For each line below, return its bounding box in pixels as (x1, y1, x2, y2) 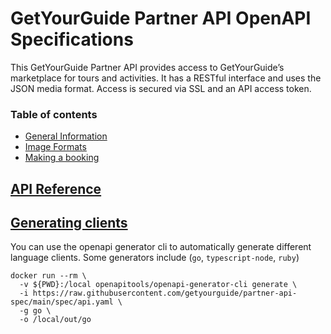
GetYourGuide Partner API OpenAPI (10, 7, 312, 30)
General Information (24, 130, 108, 142)
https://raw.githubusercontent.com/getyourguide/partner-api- (32, 288, 298, 299)
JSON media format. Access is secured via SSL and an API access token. (10, 82, 312, 94)
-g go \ (19, 306, 52, 316)
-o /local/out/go (19, 315, 92, 325)
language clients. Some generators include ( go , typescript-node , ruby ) (10, 252, 300, 264)
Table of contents (10, 107, 98, 121)
